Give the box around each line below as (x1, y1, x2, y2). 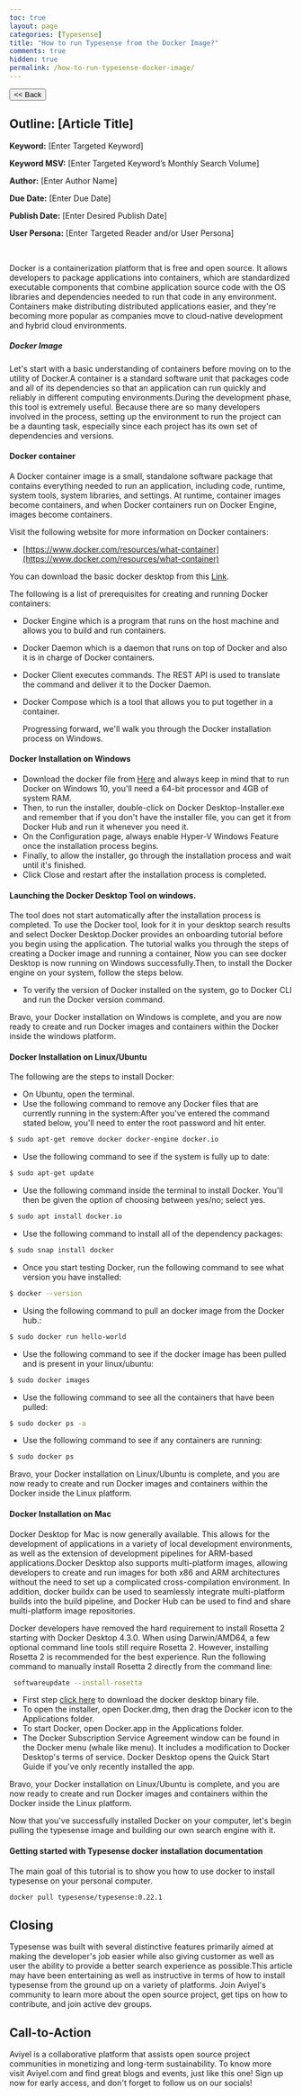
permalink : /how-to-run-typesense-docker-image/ (9, 64, 195, 73)
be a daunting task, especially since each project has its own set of (9, 420, 258, 431)
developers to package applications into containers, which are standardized (9, 272, 290, 283)
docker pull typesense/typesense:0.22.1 (9, 1893, 164, 1902)
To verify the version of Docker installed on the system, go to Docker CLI (22, 985, 292, 996)
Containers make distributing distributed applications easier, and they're (9, 301, 277, 312)
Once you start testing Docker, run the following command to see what (22, 1261, 285, 1272)
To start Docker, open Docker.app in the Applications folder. (22, 1723, 244, 1734)
